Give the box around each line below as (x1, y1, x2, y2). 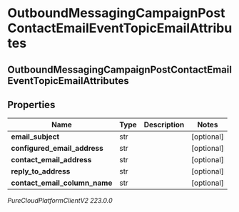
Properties (7, 98, 56, 111)
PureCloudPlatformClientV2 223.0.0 (7, 196, 113, 205)
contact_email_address (11, 155, 92, 165)
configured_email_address (11, 144, 103, 154)
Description (143, 120, 185, 129)
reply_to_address (11, 166, 71, 176)
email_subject (11, 132, 60, 142)
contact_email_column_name (11, 178, 113, 188)
